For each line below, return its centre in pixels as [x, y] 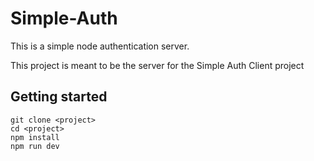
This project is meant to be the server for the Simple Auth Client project [157, 65]
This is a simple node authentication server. [100, 46]
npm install [35, 137]
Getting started [59, 97]
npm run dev [35, 146]
